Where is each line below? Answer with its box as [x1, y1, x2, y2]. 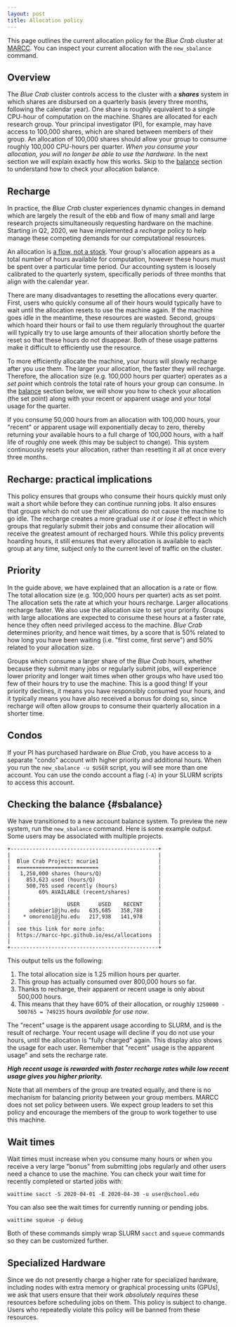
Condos [7, 730, 43, 742]
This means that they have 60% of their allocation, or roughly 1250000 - [17, 1000, 225, 1008]
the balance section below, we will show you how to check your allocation [7, 387, 221, 395]
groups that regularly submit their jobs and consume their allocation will [7, 521, 215, 530]
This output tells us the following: [7, 956, 103, 965]
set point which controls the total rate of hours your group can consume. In [7, 379, 225, 388]
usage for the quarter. [7, 402, 70, 410]
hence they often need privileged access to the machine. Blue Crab [7, 621, 202, 629]
